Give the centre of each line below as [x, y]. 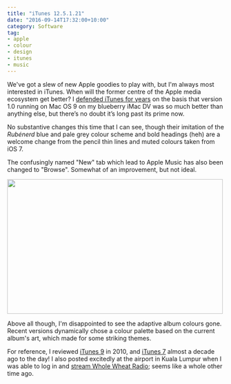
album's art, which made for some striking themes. [79, 338]
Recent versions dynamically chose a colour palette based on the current [111, 330]
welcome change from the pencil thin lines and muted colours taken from [111, 141]
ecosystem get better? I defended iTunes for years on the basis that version [115, 99]
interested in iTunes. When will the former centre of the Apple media [104, 92]
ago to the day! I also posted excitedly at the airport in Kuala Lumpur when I [114, 359]
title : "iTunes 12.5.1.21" [46, 13]
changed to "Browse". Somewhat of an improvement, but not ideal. [102, 169]
